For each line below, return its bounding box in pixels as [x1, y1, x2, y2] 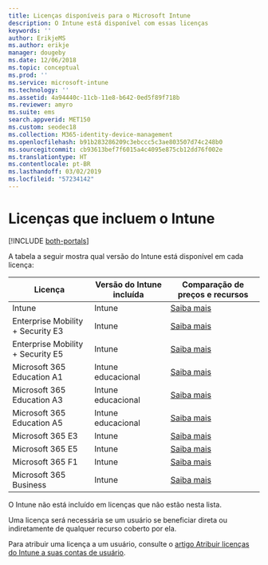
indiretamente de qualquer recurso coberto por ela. [8, 523, 177, 533]
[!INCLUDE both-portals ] [8, 236, 89, 245]
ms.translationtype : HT [8, 153, 88, 161]
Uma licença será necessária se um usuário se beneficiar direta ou [8, 515, 227, 524]
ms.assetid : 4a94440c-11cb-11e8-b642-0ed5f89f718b [8, 94, 180, 101]
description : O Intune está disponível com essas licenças [8, 19, 209, 27]
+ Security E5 [12, 348, 64, 360]
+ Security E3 [12, 325, 64, 336]
